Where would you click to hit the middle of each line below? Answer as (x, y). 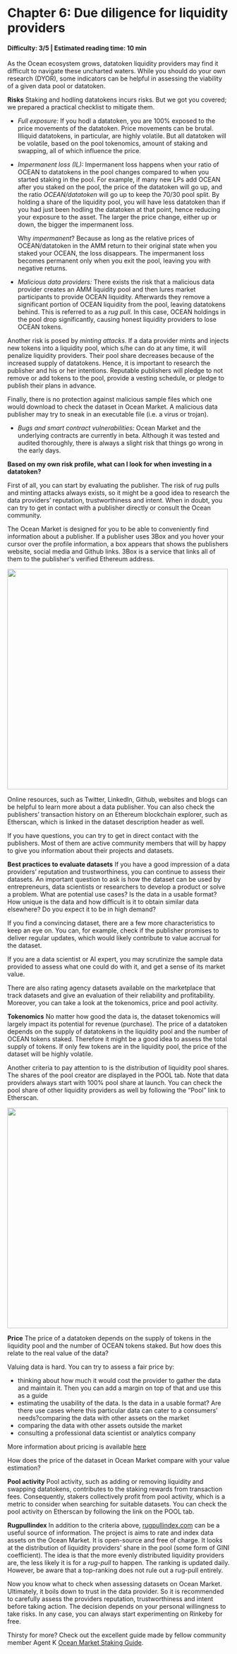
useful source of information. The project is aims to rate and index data (110, 1533)
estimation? (24, 1468)
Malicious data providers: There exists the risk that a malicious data (116, 282)
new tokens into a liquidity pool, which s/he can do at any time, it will (107, 348)
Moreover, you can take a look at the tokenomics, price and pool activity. (113, 1003)
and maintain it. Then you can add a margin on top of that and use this (120, 1388)
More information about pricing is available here (77, 1447)
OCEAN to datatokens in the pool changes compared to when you (113, 172)
